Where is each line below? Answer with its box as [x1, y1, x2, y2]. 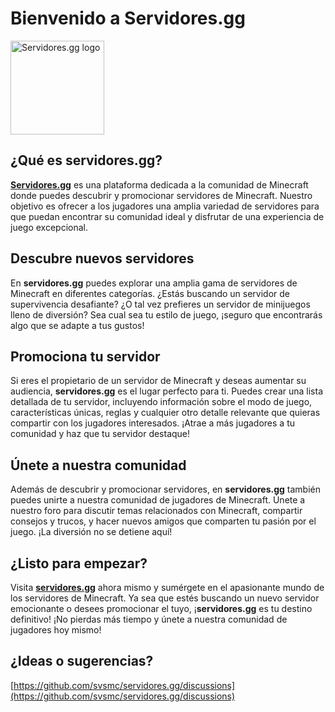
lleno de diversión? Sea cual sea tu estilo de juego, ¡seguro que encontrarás [10, 308, 323, 321]
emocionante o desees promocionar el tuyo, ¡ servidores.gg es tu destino [10, 603, 313, 614]
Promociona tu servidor [10, 348, 161, 365]
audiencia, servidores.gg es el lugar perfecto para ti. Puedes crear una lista [10, 385, 324, 397]
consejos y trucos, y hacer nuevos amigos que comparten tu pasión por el [10, 515, 317, 527]
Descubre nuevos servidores [10, 250, 195, 267]
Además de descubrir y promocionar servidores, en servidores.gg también [10, 483, 322, 496]
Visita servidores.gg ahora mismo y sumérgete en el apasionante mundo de [10, 582, 325, 593]
